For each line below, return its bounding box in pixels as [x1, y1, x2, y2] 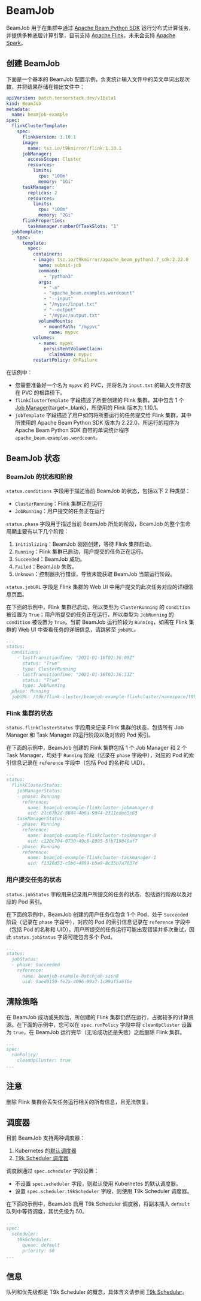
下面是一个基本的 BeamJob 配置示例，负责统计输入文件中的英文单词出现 [6, 76, 185, 83]
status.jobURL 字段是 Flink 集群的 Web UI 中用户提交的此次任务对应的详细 [6, 583, 188, 591]
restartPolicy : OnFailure [32, 357, 98, 363]
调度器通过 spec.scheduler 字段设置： [6, 1167, 100, 1174]
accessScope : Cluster [28, 157, 82, 163]
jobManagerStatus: [17, 788, 63, 794]
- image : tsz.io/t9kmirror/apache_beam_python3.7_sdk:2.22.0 [32, 257, 188, 263]
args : [38, 279, 52, 285]
